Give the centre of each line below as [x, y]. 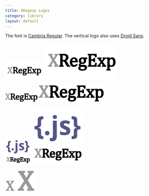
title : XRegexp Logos [28, 10]
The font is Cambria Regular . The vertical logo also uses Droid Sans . [75, 36]
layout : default [22, 21]
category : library [24, 16]
